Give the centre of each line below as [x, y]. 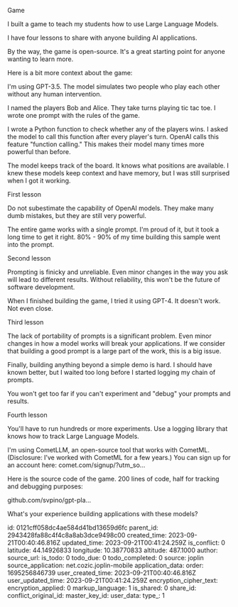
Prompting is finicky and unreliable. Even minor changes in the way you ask [118, 272]
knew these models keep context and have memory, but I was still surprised [118, 173]
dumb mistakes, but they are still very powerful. [77, 215]
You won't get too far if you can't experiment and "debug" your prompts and [119, 394]
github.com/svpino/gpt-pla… [49, 500]
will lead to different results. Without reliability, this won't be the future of [114, 279]
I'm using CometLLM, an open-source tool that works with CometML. [108, 450]
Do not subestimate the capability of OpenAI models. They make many [111, 208]
